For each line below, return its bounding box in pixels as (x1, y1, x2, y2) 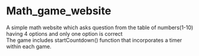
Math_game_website (6, 4, 112, 18)
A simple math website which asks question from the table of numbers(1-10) (6, 24, 194, 31)
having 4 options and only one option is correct (6, 30, 123, 37)
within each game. (6, 43, 52, 50)
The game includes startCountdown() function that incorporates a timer (6, 36, 182, 43)
